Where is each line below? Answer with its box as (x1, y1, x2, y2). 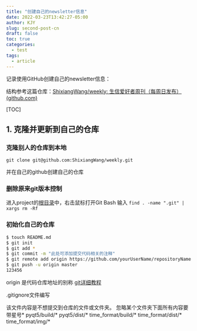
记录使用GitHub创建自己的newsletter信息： (6, 75, 111, 82)
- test (11, 47, 28, 53)
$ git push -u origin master (6, 262, 78, 268)
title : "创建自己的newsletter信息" (6, 8, 87, 15)
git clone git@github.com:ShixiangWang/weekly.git (6, 157, 133, 163)
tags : (6, 53, 19, 59)
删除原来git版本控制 (6, 184, 63, 193)
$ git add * (6, 245, 35, 251)
